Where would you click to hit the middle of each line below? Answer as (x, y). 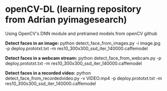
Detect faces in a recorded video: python (48, 73)
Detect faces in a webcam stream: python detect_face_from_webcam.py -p (83, 58)
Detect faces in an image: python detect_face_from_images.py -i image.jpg (83, 43)
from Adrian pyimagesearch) (66, 20)
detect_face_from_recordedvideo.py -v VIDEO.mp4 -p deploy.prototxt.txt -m (83, 78)
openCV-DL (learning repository (73, 9)
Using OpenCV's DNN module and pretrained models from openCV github (81, 33)
